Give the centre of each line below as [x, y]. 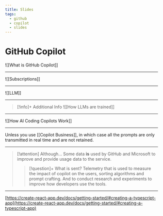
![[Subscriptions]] [23, 79]
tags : [10, 14]
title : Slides [19, 9]
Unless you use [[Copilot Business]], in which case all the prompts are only [80, 135]
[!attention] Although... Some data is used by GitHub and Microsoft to [86, 154]
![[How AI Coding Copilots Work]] [38, 121]
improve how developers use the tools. [68, 184]
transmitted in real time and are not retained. [49, 140]
